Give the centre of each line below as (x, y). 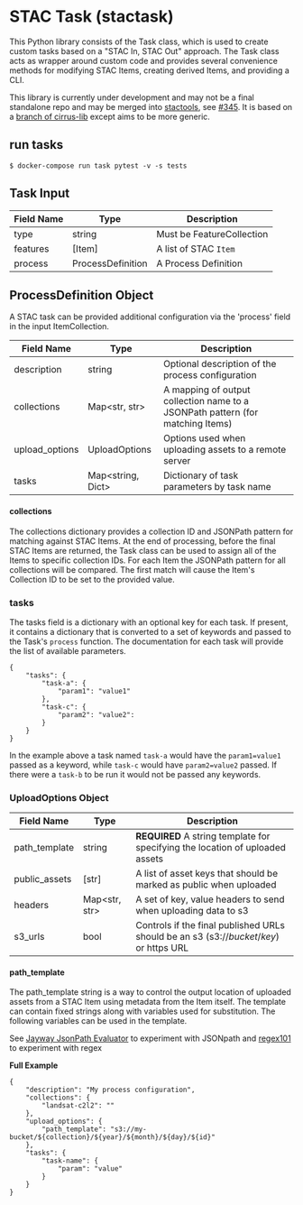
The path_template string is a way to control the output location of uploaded (150, 992)
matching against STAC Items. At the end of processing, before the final (142, 541)
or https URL (162, 948)
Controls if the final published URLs (210, 925)
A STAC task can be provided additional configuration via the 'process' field (150, 317)
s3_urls (29, 937)
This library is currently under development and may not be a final (132, 97)
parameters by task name (217, 487)
